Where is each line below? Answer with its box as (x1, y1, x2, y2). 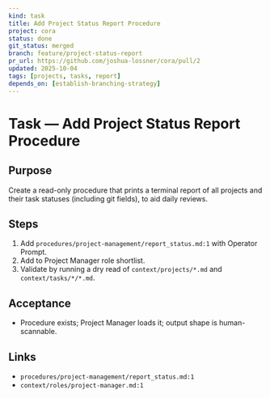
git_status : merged (8, 42, 74, 50)
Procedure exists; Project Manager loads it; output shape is (19, 318, 218, 328)
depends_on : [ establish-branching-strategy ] (8, 79, 161, 87)
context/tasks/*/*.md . (19, 273, 95, 283)
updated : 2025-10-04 (8, 65, 78, 73)
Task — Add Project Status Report (8, 114, 241, 133)
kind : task (8, 11, 45, 20)
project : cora (8, 27, 57, 35)
